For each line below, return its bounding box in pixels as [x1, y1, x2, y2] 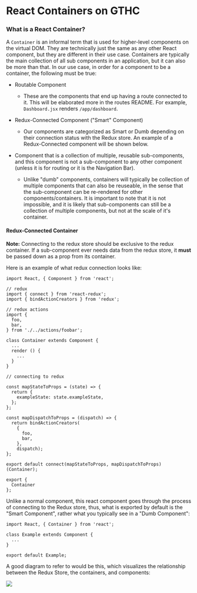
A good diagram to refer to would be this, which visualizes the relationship [6, 562, 186, 569]
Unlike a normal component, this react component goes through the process [6, 497, 192, 505]
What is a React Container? [6, 25, 85, 34]
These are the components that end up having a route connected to [23, 93, 188, 100]
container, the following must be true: [6, 70, 97, 77]
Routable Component [14, 81, 66, 88]
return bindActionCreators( [11, 420, 81, 426]
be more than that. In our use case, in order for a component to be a [6, 64, 171, 71]
